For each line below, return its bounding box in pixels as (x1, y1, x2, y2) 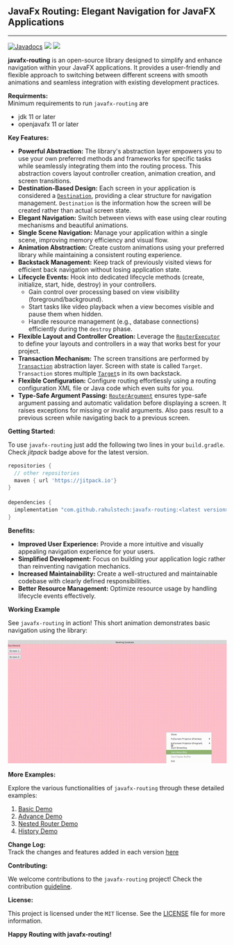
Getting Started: (8, 427, 56, 435)
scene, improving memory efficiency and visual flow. (17, 236, 169, 244)
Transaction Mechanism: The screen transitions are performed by (17, 354, 209, 362)
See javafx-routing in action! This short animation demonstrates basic (8, 618, 210, 627)
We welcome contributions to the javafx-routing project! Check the (8, 875, 202, 884)
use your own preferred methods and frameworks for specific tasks (17, 154, 212, 162)
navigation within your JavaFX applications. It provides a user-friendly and (8, 63, 221, 72)
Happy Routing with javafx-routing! (8, 930, 112, 939)
